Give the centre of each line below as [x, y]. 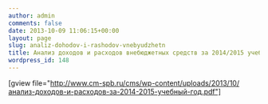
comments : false [35, 23]
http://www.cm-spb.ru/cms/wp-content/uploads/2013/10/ [145, 83]
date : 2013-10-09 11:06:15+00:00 [64, 30]
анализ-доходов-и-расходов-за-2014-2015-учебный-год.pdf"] [115, 91]
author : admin [32, 16]
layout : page [30, 38]
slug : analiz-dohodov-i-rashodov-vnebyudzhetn [87, 46]
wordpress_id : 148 [39, 61]
